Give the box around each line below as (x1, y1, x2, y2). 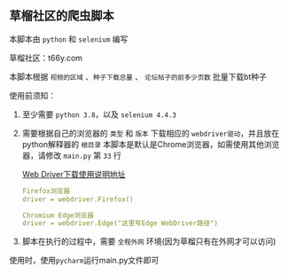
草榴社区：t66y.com (9, 52, 82, 63)
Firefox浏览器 (21, 186, 71, 195)
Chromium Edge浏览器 (21, 211, 95, 220)
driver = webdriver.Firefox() (21, 194, 135, 204)
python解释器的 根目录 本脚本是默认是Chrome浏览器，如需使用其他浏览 (21, 138, 280, 149)
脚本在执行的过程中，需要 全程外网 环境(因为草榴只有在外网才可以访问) (21, 236, 276, 247)
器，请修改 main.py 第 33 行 (21, 150, 121, 160)
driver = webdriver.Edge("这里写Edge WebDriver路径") (21, 219, 219, 228)
